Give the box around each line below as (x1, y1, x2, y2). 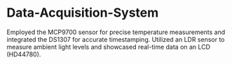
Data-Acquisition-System (6, 5, 159, 21)
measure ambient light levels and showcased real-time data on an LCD (6, 42, 211, 51)
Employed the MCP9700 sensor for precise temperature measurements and (6, 28, 226, 36)
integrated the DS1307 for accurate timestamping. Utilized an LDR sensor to (6, 35, 225, 43)
